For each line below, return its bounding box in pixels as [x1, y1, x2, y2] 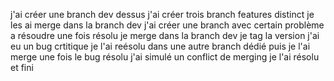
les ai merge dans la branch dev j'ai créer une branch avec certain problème [10, 19, 325, 31]
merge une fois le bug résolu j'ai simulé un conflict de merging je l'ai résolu [10, 51, 320, 63]
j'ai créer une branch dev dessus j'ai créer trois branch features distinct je [10, 9, 315, 20]
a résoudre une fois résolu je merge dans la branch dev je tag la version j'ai [10, 30, 320, 41]
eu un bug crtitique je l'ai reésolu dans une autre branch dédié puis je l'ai [10, 40, 311, 52]
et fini [10, 62, 34, 73]
